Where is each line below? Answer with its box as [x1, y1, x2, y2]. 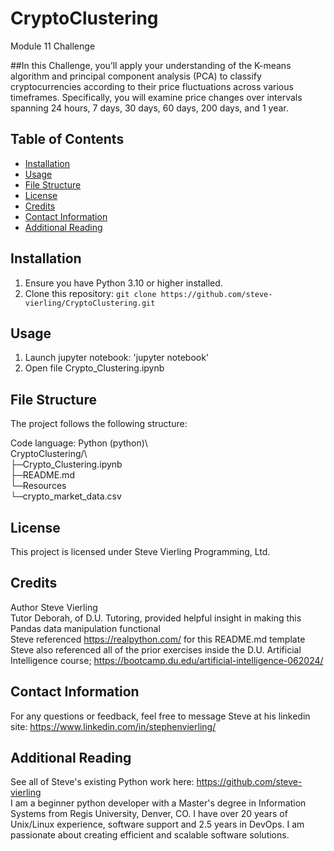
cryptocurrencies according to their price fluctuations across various [10, 80, 294, 92]
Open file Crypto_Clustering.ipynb [24, 362, 165, 374]
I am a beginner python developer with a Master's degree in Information [10, 797, 307, 809]
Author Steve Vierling [10, 601, 98, 613]
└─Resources [10, 480, 67, 492]
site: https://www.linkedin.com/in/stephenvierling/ [10, 720, 217, 732]
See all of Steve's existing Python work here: [10, 776, 195, 788]
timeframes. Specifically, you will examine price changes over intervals [10, 91, 303, 103]
